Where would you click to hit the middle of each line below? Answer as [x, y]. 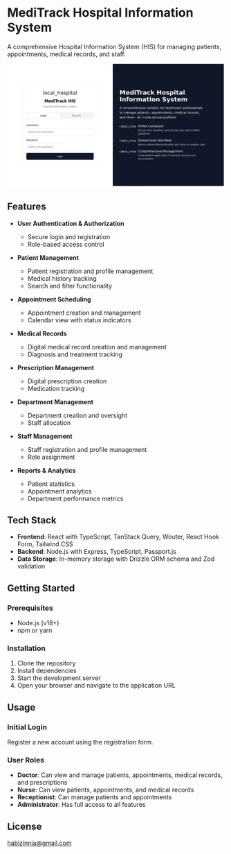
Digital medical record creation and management [97, 347]
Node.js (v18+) [38, 623]
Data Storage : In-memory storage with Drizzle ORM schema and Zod [116, 559]
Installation [27, 648]
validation [31, 566]
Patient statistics [51, 484]
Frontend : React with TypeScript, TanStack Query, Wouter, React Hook [118, 537]
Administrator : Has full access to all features [81, 805]
